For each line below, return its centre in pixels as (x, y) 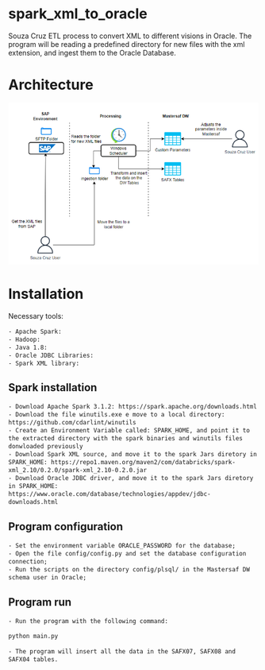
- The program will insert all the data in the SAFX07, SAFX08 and (122, 651)
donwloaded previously (46, 447)
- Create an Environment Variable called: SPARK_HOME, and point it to (129, 431)
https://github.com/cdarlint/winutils (72, 423)
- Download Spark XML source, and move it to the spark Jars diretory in (133, 455)
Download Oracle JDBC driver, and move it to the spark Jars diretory (134, 478)
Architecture (51, 85)
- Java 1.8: (28, 347)
